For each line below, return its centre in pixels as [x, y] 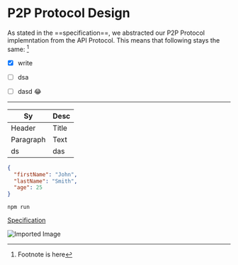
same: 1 [18, 48]
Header [23, 128]
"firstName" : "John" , [46, 174]
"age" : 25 [28, 188]
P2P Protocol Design [69, 13]
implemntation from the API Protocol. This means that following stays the [114, 40]
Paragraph [28, 139]
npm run [19, 207]
